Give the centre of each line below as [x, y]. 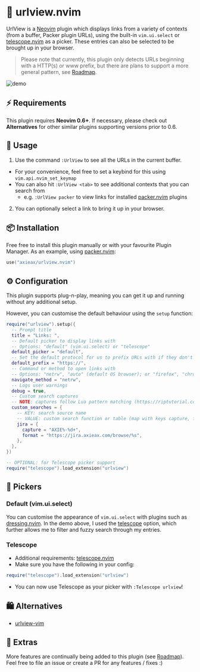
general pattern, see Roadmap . [59, 72]
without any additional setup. [42, 302]
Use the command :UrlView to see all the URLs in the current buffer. [98, 160]
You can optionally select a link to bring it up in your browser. [90, 208]
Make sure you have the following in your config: [75, 564]
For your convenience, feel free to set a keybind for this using [90, 171]
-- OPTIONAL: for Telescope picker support [61, 463]
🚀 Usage [22, 146]
